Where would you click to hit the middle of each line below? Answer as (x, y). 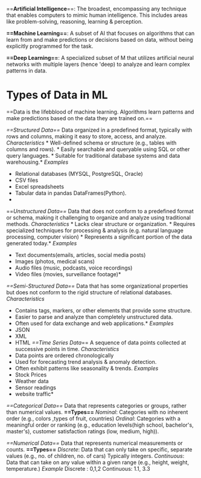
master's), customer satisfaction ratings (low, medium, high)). (83, 431)
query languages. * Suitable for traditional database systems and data (93, 155)
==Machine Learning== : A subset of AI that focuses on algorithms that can (101, 33)
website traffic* (34, 394)
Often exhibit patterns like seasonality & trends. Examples (87, 368)
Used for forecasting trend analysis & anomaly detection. (86, 361)
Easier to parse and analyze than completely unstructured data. (94, 317)
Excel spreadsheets (40, 186)
